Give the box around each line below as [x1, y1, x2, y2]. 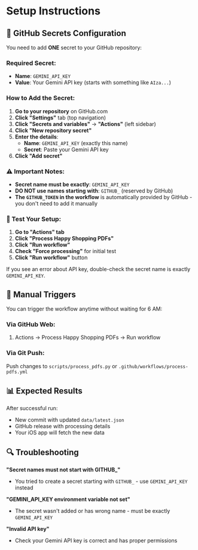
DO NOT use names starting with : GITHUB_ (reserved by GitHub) [14, 187, 173, 194]
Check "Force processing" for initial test [14, 248, 117, 255]
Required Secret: [6, 59, 56, 67]
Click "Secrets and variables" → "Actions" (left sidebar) [14, 120, 157, 127]
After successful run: [6, 405, 58, 412]
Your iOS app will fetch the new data [14, 429, 105, 436]
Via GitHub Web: [6, 320, 56, 328]
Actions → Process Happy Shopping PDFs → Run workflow [14, 334, 161, 341]
